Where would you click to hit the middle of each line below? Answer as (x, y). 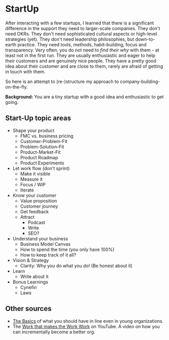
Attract (27, 217)
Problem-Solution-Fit (42, 147)
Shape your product (33, 130)
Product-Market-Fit (40, 152)
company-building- (140, 81)
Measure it (31, 179)
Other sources (28, 309)
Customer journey (39, 206)
